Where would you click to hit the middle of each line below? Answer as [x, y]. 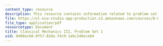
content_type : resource [29, 9]
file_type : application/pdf [33, 23]
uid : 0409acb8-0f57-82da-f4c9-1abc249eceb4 [50, 36]
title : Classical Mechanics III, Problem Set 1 [54, 32]
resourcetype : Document [29, 27]
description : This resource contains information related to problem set [81, 14]
